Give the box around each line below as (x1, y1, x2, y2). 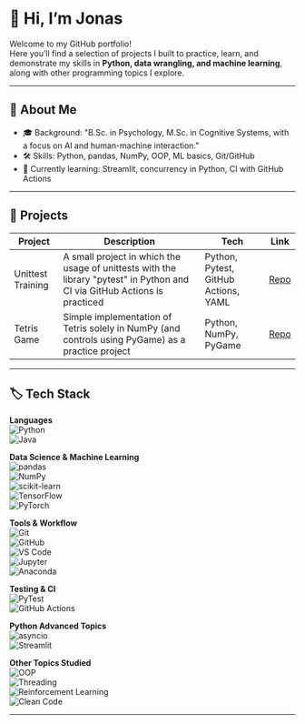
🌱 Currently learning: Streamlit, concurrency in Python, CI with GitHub (22, 163, 284, 174)
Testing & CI (9, 584, 56, 595)
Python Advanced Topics (9, 620, 107, 631)
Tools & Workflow (9, 518, 78, 528)
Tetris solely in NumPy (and (63, 322, 181, 335)
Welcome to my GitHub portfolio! (9, 38, 132, 49)
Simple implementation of (63, 310, 172, 323)
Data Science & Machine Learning (9, 452, 140, 463)
